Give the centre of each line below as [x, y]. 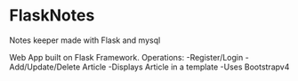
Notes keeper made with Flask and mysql [85, 40]
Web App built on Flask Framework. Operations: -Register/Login [126, 57]
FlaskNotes [52, 16]
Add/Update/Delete [45, 67]
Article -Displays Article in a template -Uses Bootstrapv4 [186, 67]
